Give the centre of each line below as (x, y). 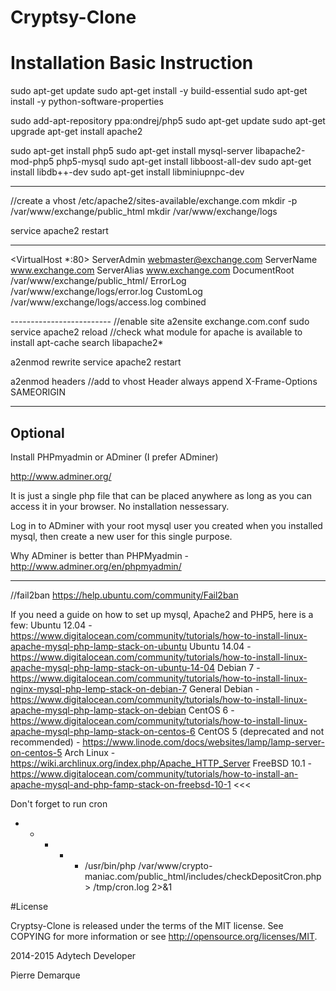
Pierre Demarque (45, 975)
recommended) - (45, 742)
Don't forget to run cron (59, 803)
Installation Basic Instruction (132, 63)
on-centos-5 (36, 752)
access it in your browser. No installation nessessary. (120, 506)
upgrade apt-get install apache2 (76, 132)
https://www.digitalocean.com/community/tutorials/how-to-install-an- (154, 773)
